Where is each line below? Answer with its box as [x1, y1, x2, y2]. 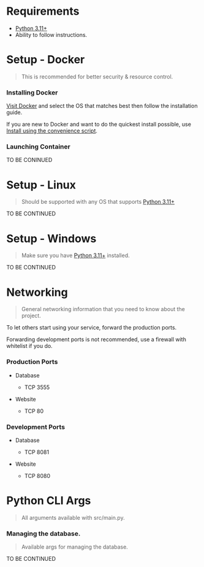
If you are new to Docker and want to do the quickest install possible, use [6, 121, 192, 128]
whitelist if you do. [6, 342, 53, 350]
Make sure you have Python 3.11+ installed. [21, 252, 130, 259]
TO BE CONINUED [6, 156, 53, 164]
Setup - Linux [6, 178, 77, 191]
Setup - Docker [6, 53, 85, 67]
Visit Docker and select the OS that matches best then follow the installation [6, 102, 198, 110]
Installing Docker [6, 88, 58, 96]
